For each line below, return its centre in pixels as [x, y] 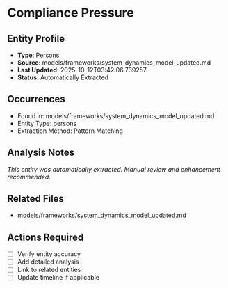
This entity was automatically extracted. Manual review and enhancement [114, 169]
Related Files [36, 199]
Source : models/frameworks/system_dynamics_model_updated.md [114, 63]
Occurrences [36, 99]
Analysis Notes [41, 153]
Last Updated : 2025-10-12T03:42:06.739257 [82, 70]
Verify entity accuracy [49, 254]
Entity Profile [36, 39]
